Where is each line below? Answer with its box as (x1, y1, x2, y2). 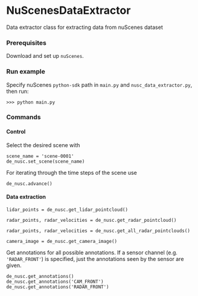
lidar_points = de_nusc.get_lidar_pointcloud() (6, 206, 129, 213)
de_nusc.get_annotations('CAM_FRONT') (6, 279, 104, 285)
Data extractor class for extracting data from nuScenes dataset (6, 24, 163, 31)
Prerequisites (6, 39, 46, 47)
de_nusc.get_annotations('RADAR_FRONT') (6, 284, 110, 290)
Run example (6, 68, 45, 76)
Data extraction (6, 194, 46, 201)
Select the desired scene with (6, 141, 80, 148)
